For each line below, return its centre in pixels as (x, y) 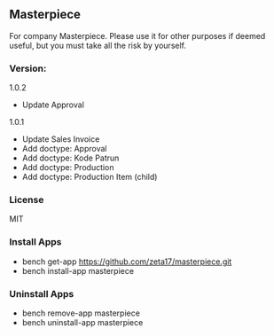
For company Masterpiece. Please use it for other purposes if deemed (137, 35)
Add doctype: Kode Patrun (70, 158)
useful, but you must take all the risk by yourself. (98, 45)
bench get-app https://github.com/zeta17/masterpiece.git (127, 262)
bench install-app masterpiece (78, 270)
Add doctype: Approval (64, 149)
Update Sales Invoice (61, 139)
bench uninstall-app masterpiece (82, 322)
